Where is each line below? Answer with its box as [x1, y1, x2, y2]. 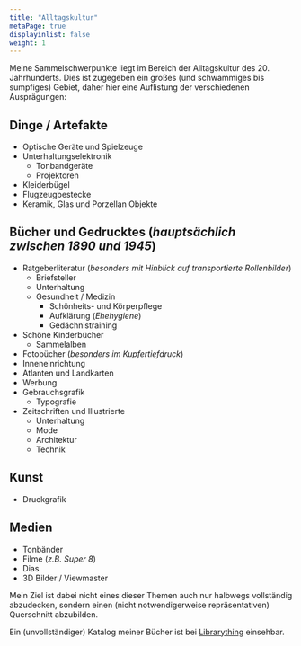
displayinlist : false [9, 30, 91, 39]
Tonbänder [22, 544, 64, 554]
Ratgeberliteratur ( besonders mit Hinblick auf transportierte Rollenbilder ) [22, 262, 292, 273]
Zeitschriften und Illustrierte [22, 405, 126, 416]
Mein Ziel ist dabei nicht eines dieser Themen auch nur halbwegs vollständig [9, 589, 293, 600]
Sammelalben [35, 339, 87, 350]
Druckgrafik [22, 493, 66, 504]
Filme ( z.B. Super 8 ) [22, 553, 97, 564]
